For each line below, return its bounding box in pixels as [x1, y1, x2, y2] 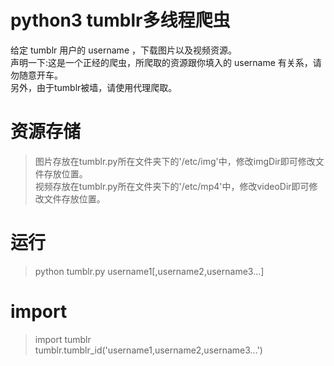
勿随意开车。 [10, 69, 63, 81]
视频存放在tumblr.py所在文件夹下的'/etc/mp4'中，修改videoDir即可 [34, 180, 310, 192]
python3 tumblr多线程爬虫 [10, 9, 231, 32]
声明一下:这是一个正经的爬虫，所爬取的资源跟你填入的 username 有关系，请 [10, 56, 322, 68]
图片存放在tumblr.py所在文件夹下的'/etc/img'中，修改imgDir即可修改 [34, 155, 316, 167]
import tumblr [34, 333, 92, 345]
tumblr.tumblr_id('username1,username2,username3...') [34, 344, 263, 356]
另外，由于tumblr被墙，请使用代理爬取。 [10, 81, 178, 93]
